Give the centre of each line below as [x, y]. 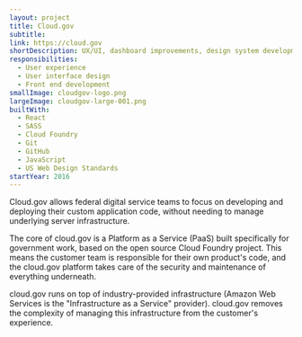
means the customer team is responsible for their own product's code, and [147, 258]
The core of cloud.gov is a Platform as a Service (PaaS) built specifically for [149, 238]
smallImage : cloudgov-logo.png [68, 93]
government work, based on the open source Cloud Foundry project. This [146, 248]
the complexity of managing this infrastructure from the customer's [134, 313]
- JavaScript [42, 160]
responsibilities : [44, 59]
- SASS [30, 127]
